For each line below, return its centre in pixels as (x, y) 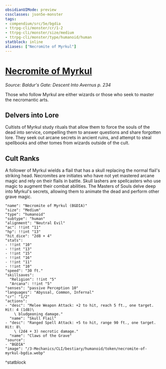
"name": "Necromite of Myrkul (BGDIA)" (46, 206)
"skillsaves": (20, 275)
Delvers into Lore (32, 115)
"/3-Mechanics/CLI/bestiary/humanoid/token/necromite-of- (86, 349)
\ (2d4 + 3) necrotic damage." (46, 332)
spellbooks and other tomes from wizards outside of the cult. (67, 143)
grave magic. (19, 197)
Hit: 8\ (13, 327)
